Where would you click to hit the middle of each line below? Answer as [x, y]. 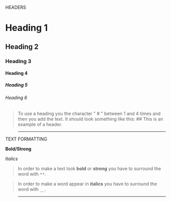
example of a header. [40, 124]
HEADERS [16, 7]
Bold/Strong [18, 149]
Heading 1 [27, 28]
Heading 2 [22, 47]
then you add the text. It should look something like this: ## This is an [91, 119]
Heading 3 [18, 61]
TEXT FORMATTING [26, 139]
